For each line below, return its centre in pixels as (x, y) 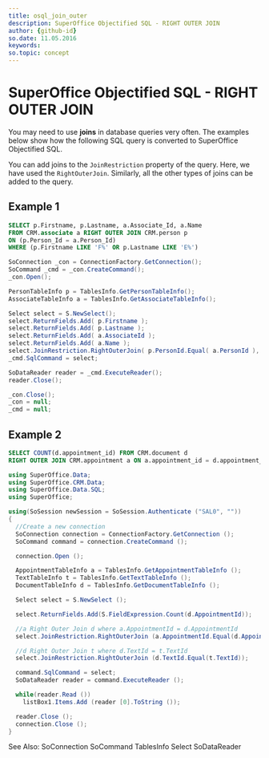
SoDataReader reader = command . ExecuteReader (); (100, 680)
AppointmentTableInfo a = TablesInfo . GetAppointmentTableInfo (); (128, 570)
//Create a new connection (60, 526)
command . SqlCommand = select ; (66, 673)
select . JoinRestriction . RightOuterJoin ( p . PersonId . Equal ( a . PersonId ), (134, 351)
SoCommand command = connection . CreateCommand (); (102, 541)
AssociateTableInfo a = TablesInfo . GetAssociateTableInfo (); (112, 299)
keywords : (25, 46)
